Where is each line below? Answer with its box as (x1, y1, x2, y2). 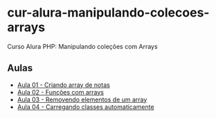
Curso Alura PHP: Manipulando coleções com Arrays (7, 42, 158, 50)
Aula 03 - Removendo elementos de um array (17, 95, 147, 104)
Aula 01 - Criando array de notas (17, 81, 111, 89)
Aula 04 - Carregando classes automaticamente (17, 102, 154, 111)
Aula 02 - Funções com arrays (17, 88, 104, 96)
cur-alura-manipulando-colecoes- (7, 5, 210, 21)
